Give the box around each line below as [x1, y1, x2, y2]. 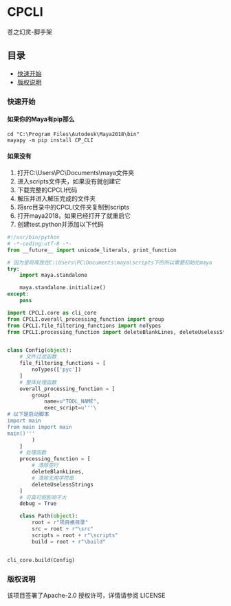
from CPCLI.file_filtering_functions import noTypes [7, 322, 162, 329]
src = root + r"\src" [32, 526, 94, 532]
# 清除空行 [32, 462, 59, 469]
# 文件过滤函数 [19, 353, 57, 361]
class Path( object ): [19, 513, 78, 519]
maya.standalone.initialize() [19, 284, 107, 291]
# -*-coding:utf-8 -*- [7, 240, 72, 247]
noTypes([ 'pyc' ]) [32, 366, 81, 373]
